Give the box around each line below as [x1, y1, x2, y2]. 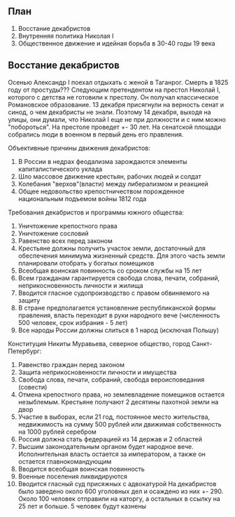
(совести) [17, 382, 48, 391]
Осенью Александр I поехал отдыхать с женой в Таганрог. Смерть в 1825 [8, 78, 229, 86]
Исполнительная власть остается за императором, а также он [17, 450, 206, 458]
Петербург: [8, 347, 42, 355]
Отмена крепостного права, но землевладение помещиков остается [17, 390, 225, 399]
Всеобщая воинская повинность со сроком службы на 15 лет [17, 266, 202, 275]
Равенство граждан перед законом [17, 360, 125, 368]
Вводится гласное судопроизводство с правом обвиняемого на [17, 289, 210, 297]
